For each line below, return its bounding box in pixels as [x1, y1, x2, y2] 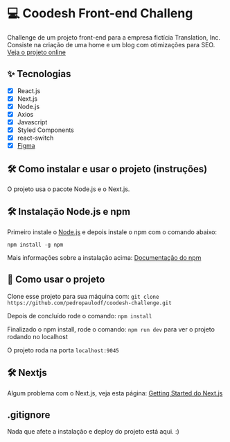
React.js [17, 86, 41, 95]
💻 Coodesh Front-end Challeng [7, 6, 193, 22]
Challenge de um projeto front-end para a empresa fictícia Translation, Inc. [7, 33, 220, 42]
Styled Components [17, 126, 75, 134]
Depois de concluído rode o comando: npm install [7, 311, 152, 320]
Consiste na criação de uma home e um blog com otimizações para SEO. [7, 40, 215, 49]
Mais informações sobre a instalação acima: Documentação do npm [7, 253, 202, 261]
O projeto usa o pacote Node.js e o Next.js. [7, 185, 130, 193]
